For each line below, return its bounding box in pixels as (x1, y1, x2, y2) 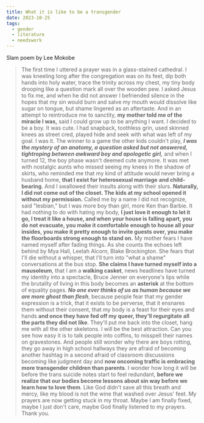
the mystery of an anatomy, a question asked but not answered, (21, 144, 188, 151)
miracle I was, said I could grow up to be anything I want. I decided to (21, 118, 197, 125)
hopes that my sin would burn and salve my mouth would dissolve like (21, 98, 197, 106)
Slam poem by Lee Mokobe (6, 54, 75, 61)
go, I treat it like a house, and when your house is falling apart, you (21, 215, 193, 222)
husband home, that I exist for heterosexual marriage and (21, 176, 169, 183)
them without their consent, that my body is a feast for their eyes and (21, 306, 195, 313)
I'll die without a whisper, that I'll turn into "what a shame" (21, 254, 166, 261)
